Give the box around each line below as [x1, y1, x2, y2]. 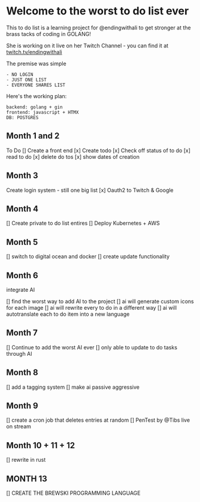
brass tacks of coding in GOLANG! [6, 30, 91, 37]
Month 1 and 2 [6, 131, 60, 141]
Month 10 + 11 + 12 [6, 440, 75, 450]
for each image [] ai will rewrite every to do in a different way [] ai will [6, 304, 177, 311]
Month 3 [6, 171, 38, 181]
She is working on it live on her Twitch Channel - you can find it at [6, 42, 169, 49]
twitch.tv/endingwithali [6, 48, 62, 55]
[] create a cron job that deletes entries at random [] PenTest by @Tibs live [6, 416, 190, 424]
